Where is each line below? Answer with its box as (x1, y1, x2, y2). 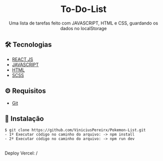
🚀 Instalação (4, 114, 44, 123)
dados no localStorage (60, 25, 107, 31)
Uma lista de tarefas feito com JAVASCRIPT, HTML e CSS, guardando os (8, 20, 158, 26)
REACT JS (11, 56, 33, 62)
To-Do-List (60, 3, 107, 15)
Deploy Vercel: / (4, 150, 38, 156)
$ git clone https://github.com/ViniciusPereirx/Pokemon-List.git (4, 127, 146, 133)
